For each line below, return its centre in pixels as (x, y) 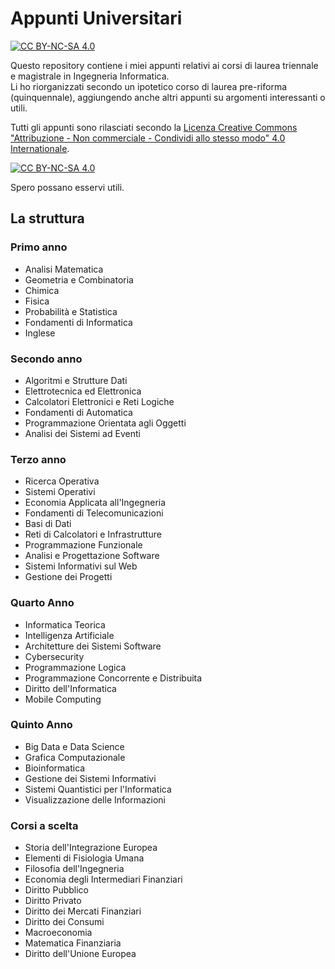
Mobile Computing (63, 699)
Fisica (37, 301)
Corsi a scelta (44, 825)
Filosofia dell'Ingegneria (74, 869)
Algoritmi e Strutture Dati (76, 380)
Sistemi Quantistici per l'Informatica (98, 789)
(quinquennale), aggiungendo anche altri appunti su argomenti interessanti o (168, 97)
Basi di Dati (48, 524)
